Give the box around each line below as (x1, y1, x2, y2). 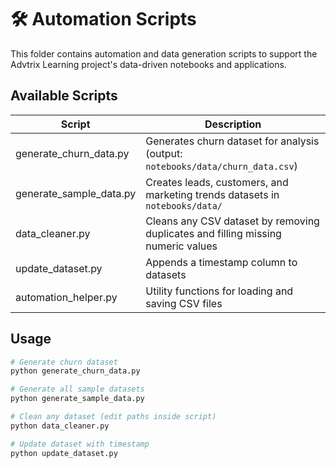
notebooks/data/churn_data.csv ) (145, 159, 298, 173)
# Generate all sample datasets (10, 384, 145, 395)
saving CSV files (145, 296, 223, 310)
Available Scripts (10, 87, 118, 105)
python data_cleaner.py (10, 421, 110, 431)
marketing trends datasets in (145, 187, 280, 201)
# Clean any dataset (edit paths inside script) (10, 412, 217, 422)
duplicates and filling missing (145, 226, 282, 240)
